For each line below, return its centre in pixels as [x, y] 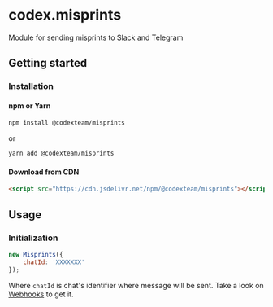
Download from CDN [44, 172]
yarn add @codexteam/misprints [61, 153]
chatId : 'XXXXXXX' [54, 262]
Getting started [48, 63]
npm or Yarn [30, 105]
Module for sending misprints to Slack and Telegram [96, 37]
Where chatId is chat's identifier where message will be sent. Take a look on [136, 285]
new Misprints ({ [36, 254]
